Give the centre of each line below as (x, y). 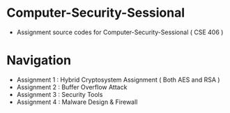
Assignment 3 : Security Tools (60, 94)
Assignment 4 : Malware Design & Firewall (77, 102)
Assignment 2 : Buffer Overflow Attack (72, 87)
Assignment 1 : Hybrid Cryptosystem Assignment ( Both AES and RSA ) (118, 80)
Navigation (39, 60)
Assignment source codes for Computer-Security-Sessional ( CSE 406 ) (120, 32)
